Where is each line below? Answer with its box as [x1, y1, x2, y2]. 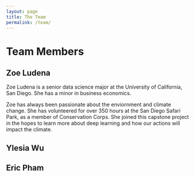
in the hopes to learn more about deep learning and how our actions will [6, 120, 180, 127]
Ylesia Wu [6, 143, 45, 153]
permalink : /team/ [6, 19, 51, 25]
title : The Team [6, 14, 46, 20]
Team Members [6, 45, 84, 58]
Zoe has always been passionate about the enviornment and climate [6, 101, 172, 108]
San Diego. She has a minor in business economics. [6, 90, 132, 97]
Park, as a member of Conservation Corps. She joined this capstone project [6, 114, 189, 121]
